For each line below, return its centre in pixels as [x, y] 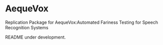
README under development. [36, 37]
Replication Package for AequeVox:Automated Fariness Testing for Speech [81, 22]
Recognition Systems [27, 27]
